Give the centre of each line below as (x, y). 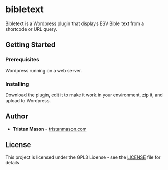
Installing (17, 84)
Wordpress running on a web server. (44, 70)
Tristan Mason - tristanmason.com (50, 129)
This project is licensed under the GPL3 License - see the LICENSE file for (83, 157)
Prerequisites (22, 60)
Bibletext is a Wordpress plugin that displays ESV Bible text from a (75, 23)
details (12, 162)
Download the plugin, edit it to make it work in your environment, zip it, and (84, 95)
